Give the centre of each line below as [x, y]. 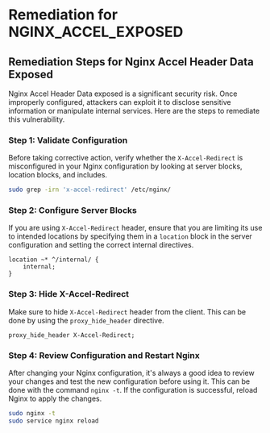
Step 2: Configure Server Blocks [73, 210]
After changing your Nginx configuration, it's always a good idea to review [132, 373]
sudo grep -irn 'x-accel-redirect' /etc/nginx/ [90, 190]
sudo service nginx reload [54, 421]
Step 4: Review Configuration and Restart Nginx [104, 355]
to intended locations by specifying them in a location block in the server [130, 236]
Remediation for [63, 15]
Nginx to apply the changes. [55, 399]
